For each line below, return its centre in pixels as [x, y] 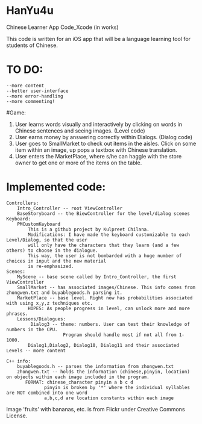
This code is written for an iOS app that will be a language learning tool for [99, 39]
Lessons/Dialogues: [42, 319]
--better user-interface [37, 91]
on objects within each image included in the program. [78, 377]
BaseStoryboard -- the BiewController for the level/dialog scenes [103, 214]
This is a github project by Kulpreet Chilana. [89, 229]
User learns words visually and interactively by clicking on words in [99, 124]
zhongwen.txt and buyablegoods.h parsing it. [64, 293]
